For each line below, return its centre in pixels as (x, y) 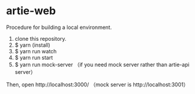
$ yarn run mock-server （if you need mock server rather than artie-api (102, 64)
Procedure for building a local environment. (59, 27)
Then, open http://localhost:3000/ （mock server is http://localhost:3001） (97, 85)
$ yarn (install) (32, 45)
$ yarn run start (34, 57)
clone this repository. (41, 38)
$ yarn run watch (36, 51)
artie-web (31, 11)
